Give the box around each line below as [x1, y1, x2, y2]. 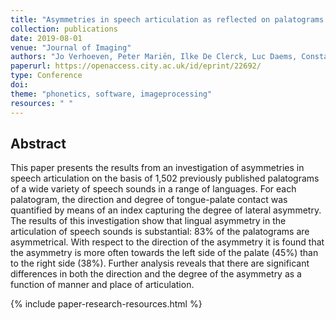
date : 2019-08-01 [10, 33, 83, 43]
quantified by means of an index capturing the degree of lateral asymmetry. [10, 204, 322, 216]
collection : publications [10, 24, 118, 34]
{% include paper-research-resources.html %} [10, 298, 203, 310]
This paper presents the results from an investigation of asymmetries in [10, 162, 305, 174]
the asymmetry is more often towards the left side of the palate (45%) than [10, 247, 319, 259]
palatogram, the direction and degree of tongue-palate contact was [10, 194, 288, 206]
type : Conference [10, 71, 83, 81]
